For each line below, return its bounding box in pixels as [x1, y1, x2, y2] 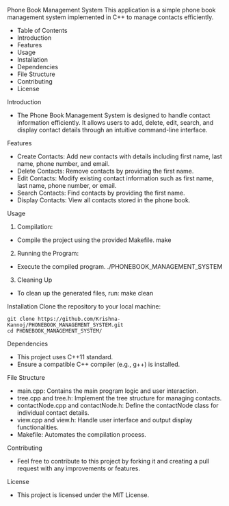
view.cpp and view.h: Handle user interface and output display [16, 416, 193, 424]
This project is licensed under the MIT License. [16, 491, 150, 499]
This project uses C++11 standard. [16, 353, 113, 361]
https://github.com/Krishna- [37, 315, 121, 322]
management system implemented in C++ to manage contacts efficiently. [7, 13, 214, 21]
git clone [7, 315, 36, 322]
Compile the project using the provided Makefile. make [16, 236, 172, 244]
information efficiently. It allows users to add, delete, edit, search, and [16, 119, 214, 126]
